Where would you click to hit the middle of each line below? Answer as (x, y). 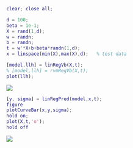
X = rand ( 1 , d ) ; (26, 31)
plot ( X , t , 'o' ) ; (26, 122)
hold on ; (17, 116)
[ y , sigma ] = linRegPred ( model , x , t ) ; (54, 99)
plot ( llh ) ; (20, 76)
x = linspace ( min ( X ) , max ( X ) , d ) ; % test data (66, 54)
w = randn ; (20, 37)
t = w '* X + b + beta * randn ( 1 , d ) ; (43, 48)
